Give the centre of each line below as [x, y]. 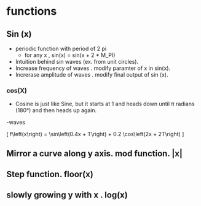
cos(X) [17, 90]
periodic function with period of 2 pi [61, 48]
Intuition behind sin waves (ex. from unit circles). [77, 62]
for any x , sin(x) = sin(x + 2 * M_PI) [70, 55]
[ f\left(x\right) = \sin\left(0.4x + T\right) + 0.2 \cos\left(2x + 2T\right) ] [95, 134]
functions [32, 11]
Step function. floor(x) [50, 174]
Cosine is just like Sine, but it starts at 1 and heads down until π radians [105, 104]
